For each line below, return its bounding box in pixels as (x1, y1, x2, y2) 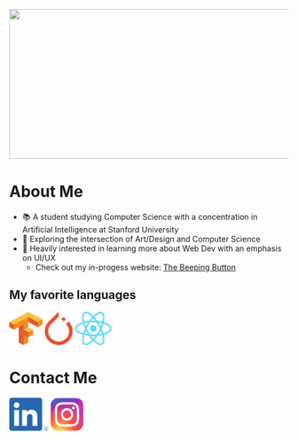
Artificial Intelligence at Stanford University (21, 224, 179, 234)
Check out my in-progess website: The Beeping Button (35, 262, 237, 272)
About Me (9, 182, 83, 202)
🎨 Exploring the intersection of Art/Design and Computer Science (21, 233, 261, 244)
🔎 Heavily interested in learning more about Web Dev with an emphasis (21, 243, 282, 254)
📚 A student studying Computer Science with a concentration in (21, 211, 258, 222)
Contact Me (9, 367, 98, 388)
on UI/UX (21, 252, 56, 263)
